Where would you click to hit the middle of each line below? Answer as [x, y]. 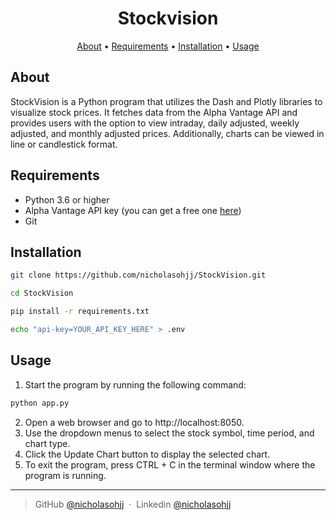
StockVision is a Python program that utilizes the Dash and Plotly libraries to [166, 101]
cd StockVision [42, 293]
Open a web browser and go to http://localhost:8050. [134, 422]
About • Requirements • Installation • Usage [168, 46]
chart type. [47, 443]
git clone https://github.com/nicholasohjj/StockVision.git [138, 275]
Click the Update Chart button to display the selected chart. [147, 454]
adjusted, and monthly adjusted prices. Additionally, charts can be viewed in [167, 133]
